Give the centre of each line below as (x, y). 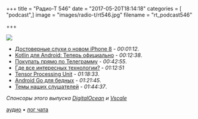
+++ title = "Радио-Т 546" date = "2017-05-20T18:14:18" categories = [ (94, 9)
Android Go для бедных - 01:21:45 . (58, 80)
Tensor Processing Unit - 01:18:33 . (57, 74)
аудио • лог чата (27, 110)
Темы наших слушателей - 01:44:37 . (61, 86)
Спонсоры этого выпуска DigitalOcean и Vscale (66, 98)
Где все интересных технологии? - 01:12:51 (69, 68)
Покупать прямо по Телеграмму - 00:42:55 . (71, 61)
